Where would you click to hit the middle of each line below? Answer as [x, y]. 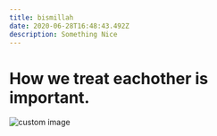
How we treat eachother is [108, 78]
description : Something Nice [63, 34]
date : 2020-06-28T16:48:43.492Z [69, 26]
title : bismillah [42, 17]
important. [50, 97]
